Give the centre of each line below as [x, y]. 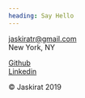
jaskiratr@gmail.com [42, 39]
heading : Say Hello [41, 16]
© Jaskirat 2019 [35, 87]
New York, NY [32, 47]
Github [19, 63]
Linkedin [23, 71]
